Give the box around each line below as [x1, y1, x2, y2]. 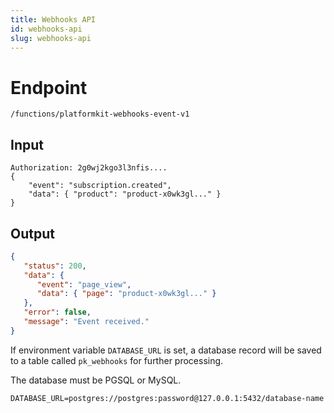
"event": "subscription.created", [28, 181, 172, 191]
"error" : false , [23, 307, 92, 318]
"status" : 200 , [23, 261, 87, 271]
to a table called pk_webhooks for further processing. [10, 354, 224, 366]
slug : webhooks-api [10, 33, 92, 43]
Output [10, 225, 55, 242]
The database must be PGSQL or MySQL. [10, 374, 182, 386]
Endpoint [10, 76, 88, 99]
